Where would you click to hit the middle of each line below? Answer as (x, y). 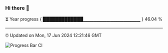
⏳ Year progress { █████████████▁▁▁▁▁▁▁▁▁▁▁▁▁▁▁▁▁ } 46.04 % (84, 19)
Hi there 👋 (17, 8)
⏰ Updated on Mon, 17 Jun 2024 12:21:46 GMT (53, 35)
